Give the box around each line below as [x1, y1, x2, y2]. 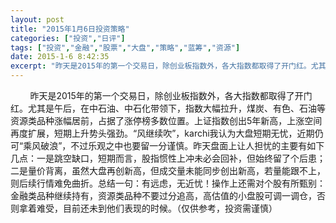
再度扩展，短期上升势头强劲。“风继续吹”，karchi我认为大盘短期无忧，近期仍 [10, 127, 324, 139]
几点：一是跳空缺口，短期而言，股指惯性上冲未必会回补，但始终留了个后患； [10, 152, 326, 164]
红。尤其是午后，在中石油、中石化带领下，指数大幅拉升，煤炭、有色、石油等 [10, 102, 326, 114]
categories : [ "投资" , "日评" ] [10, 33, 126, 43]
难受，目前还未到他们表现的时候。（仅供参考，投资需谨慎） [36, 202, 278, 214]
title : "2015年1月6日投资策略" [10, 24, 130, 34]
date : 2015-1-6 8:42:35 [10, 52, 110, 62]
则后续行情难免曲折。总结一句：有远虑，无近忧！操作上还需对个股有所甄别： [10, 177, 326, 189]
